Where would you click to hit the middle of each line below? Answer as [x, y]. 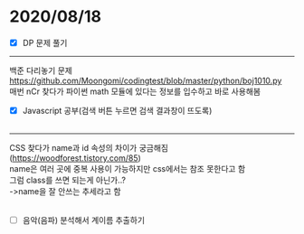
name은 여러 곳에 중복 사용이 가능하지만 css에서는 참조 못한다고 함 [128, 169]
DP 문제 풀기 [45, 42]
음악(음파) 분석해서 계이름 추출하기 [84, 220]
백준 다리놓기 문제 [41, 70]
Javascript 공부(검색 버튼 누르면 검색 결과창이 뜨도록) [117, 111]
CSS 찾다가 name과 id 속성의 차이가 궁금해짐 [89, 148]
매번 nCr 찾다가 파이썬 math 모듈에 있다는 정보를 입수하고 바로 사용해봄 [135, 91]
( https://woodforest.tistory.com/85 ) [76, 158]
